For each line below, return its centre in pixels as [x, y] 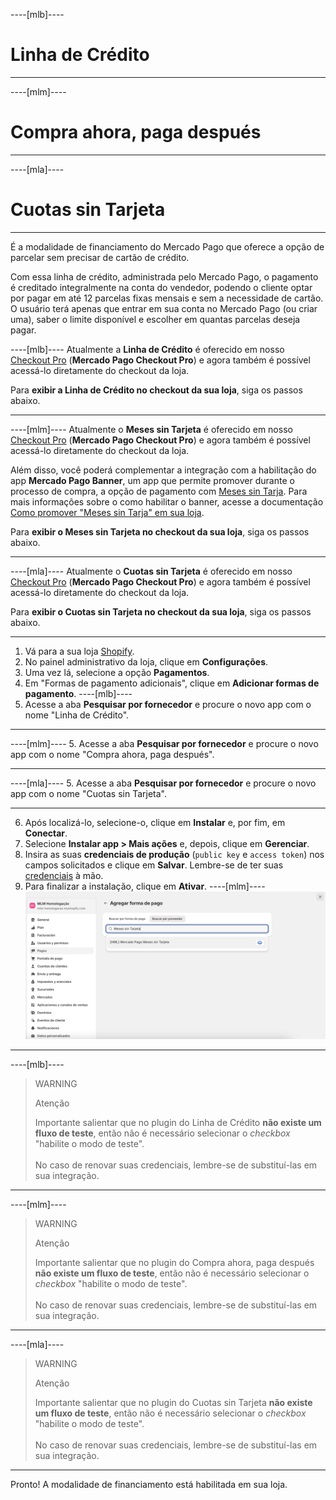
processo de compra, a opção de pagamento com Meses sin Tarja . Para [159, 491]
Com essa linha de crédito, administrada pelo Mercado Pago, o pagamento [164, 276]
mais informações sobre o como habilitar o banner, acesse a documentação [167, 501]
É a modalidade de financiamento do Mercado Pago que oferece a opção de [167, 246]
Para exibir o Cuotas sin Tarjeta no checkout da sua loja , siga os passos [161, 611]
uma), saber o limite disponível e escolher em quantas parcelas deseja [155, 319]
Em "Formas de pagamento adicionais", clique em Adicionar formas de [172, 683]
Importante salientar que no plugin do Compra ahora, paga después [174, 1263]
